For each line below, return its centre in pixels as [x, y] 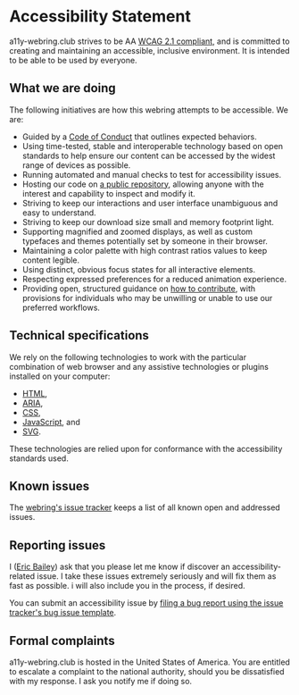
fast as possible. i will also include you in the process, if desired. [127, 586]
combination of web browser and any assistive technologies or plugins [139, 366]
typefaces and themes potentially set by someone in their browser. [145, 241]
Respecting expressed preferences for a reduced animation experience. [154, 279]
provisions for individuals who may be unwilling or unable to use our [147, 297]
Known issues [50, 486]
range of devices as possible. [76, 165]
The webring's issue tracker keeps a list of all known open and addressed [145, 507]
